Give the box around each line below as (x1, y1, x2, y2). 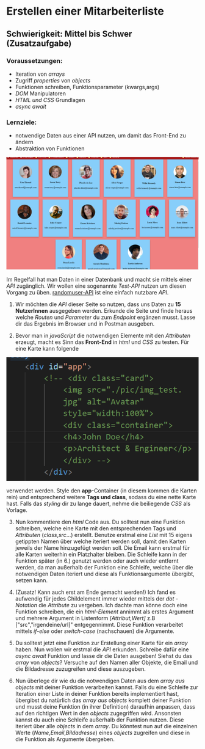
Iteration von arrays (15, 70, 65, 78)
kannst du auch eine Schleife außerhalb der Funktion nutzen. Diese (15, 716, 184, 723)
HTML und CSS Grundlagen (15, 96, 85, 103)
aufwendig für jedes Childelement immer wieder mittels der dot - (15, 595, 179, 602)
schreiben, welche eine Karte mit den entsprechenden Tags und (15, 525, 177, 532)
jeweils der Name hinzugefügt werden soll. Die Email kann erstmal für (15, 544, 190, 552)
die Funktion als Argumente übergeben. (15, 736, 115, 743)
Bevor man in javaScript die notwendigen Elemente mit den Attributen (15, 332, 191, 339)
